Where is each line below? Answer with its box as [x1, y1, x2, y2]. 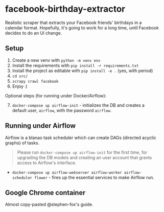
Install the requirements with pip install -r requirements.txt [12, 62, 139, 68]
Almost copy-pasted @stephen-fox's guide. [5, 202, 94, 208]
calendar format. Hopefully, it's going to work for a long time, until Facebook [5, 24, 159, 30]
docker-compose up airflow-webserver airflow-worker [12, 170, 122, 175]
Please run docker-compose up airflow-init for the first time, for [17, 149, 148, 155]
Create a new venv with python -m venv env [12, 57, 101, 63]
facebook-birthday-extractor [5, 3, 126, 15]
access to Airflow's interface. [17, 160, 77, 165]
